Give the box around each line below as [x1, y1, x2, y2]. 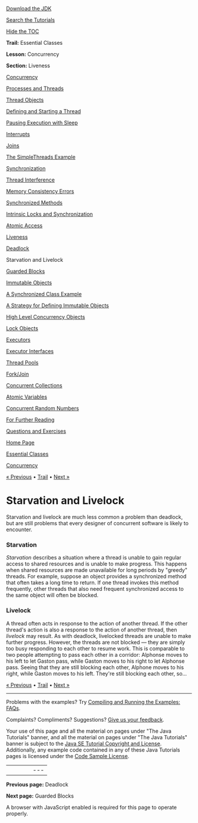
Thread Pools [6, 359, 39, 366]
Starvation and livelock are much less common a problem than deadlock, [6, 513, 183, 521]
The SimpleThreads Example [6, 153, 75, 160]
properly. [6, 810, 28, 817]
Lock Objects [6, 325, 38, 332]
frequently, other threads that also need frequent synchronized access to [6, 585, 184, 592]
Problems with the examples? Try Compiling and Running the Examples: [6, 698, 181, 705]
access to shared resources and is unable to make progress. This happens [6, 560, 187, 568]
